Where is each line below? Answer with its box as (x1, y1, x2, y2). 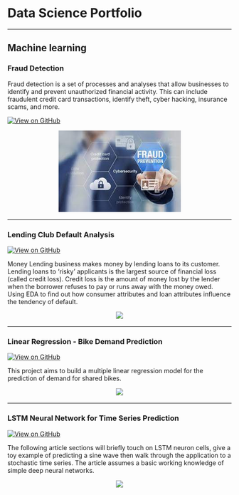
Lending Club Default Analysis (7, 229, 115, 239)
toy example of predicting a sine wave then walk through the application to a (7, 451, 231, 459)
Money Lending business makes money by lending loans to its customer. (7, 259, 221, 268)
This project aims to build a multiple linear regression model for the (7, 367, 204, 375)
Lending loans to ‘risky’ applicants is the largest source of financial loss (7, 267, 217, 276)
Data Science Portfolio (7, 5, 142, 21)
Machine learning (7, 42, 87, 54)
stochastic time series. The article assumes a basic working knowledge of (7, 458, 224, 467)
